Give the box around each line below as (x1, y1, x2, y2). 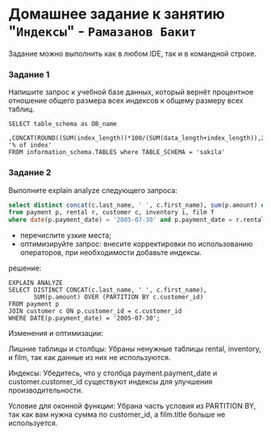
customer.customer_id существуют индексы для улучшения (8, 377, 213, 387)
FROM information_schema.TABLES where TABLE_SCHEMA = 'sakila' (8, 149, 226, 157)
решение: (8, 263, 42, 273)
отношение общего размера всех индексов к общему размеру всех (8, 96, 244, 106)
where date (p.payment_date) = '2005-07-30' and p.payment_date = (8, 216, 232, 224)
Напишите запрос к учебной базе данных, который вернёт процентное (8, 87, 254, 97)
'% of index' (8, 141, 52, 149)
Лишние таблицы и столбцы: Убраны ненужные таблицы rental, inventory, (8, 344, 261, 354)
